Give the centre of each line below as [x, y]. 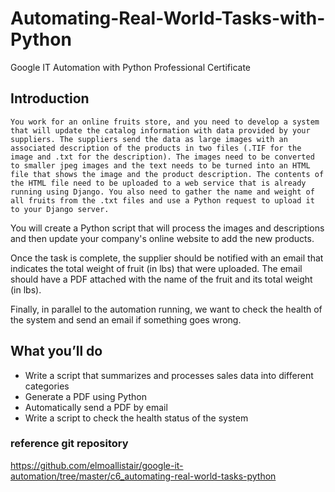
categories [47, 386]
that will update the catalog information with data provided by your [160, 130]
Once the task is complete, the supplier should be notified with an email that [167, 258]
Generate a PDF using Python [85, 396]
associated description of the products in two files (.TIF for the [156, 148]
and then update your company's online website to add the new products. [162, 238]
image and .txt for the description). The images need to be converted [162, 157]
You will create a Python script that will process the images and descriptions [167, 228]
